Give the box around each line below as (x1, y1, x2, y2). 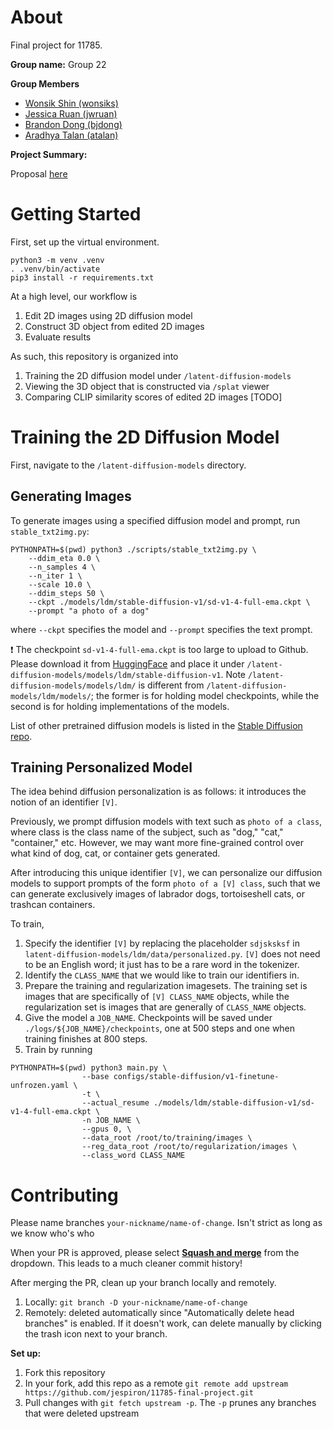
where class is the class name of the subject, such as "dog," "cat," (10, 826, 284, 838)
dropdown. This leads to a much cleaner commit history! (10, 1257, 243, 1270)
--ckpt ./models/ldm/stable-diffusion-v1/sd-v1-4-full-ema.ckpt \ (28, 597, 311, 607)
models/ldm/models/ (10, 691, 92, 701)
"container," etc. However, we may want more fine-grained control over (10, 837, 304, 849)
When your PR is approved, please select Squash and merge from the (10, 1247, 300, 1259)
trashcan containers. (10, 899, 96, 911)
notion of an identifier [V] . (10, 796, 118, 808)
